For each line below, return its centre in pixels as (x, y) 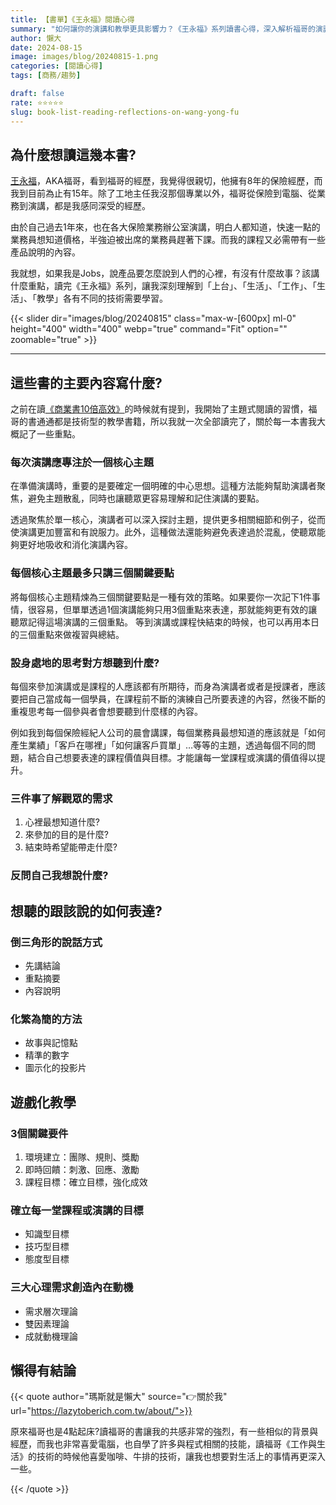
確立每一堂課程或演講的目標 (77, 1210)
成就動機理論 (51, 1336)
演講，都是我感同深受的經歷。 (89, 206)
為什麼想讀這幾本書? (73, 154)
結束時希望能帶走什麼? (71, 847)
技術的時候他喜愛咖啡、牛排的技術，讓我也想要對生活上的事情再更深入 (181, 1457)
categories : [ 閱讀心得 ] (56, 66)
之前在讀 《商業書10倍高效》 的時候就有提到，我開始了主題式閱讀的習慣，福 (164, 409)
